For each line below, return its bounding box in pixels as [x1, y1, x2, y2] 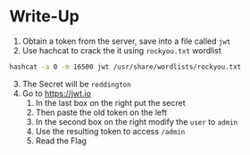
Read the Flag [35, 135, 87, 146]
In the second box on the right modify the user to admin [35, 116, 238, 126]
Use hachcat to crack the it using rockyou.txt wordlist [21, 45, 221, 55]
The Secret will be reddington [21, 78, 131, 89]
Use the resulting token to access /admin [35, 126, 186, 136]
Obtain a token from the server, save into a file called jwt [21, 36, 231, 46]
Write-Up [9, 6, 80, 27]
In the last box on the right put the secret [35, 97, 186, 108]
